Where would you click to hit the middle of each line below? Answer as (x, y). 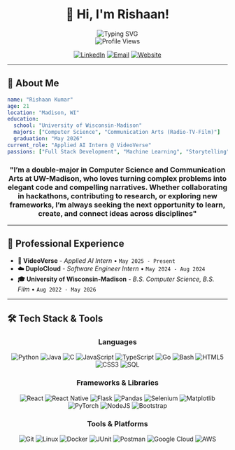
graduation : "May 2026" (48, 139)
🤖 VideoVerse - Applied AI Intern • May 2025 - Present (97, 260)
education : (23, 119)
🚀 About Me (33, 83)
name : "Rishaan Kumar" (40, 100)
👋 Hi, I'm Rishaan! (117, 14)
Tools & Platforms (117, 423)
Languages (117, 342)
